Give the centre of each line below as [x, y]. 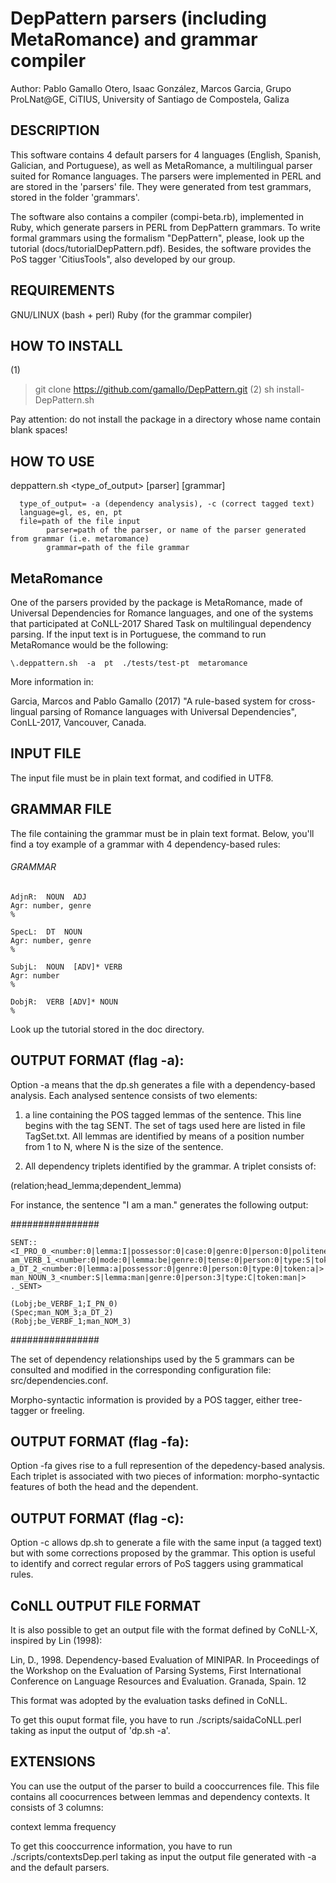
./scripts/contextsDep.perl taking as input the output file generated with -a [163, 1856]
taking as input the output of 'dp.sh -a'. [90, 1731]
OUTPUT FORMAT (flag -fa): [100, 1442]
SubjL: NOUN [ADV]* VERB [66, 967]
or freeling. [62, 1410]
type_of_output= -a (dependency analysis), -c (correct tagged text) [167, 504]
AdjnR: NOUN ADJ [48, 897]
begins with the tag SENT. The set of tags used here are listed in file [165, 1125]
